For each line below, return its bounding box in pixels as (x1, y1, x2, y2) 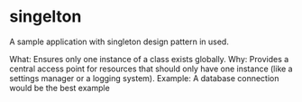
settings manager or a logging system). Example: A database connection (9, 72, 279, 83)
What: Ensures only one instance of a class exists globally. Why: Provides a (9, 53, 289, 64)
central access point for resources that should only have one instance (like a (9, 63, 293, 74)
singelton (9, 6, 82, 27)
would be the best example (9, 82, 110, 93)
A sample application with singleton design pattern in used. (9, 36, 230, 47)
